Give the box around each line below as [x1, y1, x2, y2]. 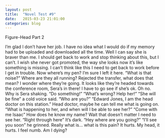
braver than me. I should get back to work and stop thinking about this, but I [5, 55, 159, 60]
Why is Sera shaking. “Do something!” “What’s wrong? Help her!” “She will [5, 91, 156, 97]
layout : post [5, 7, 32, 12]
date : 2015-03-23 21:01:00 [5, 16, 65, 21]
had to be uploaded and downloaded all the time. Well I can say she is [5, 49, 147, 55]
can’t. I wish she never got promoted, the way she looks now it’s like [5, 59, 143, 65]
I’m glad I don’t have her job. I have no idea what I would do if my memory [5, 44, 155, 50]
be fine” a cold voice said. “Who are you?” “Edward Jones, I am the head [5, 96, 153, 102]
